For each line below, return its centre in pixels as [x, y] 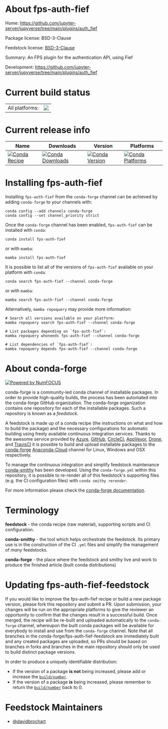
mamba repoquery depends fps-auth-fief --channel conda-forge [71, 349]
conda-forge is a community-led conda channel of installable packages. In [82, 392]
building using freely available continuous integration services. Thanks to [80, 434]
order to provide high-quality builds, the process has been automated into [81, 397]
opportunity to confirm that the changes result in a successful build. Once [81, 615]
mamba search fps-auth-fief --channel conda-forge [59, 300]
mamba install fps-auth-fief [35, 258]
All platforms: [23, 107]
